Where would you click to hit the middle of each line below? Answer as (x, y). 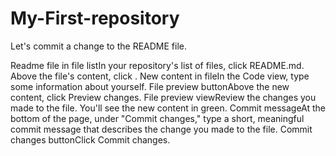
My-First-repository (95, 18)
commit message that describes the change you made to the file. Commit (161, 129)
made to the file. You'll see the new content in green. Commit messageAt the (168, 108)
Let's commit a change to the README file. (98, 46)
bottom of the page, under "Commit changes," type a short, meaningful (157, 118)
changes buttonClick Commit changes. (90, 139)
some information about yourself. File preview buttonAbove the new (150, 86)
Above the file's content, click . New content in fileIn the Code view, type (160, 76)
